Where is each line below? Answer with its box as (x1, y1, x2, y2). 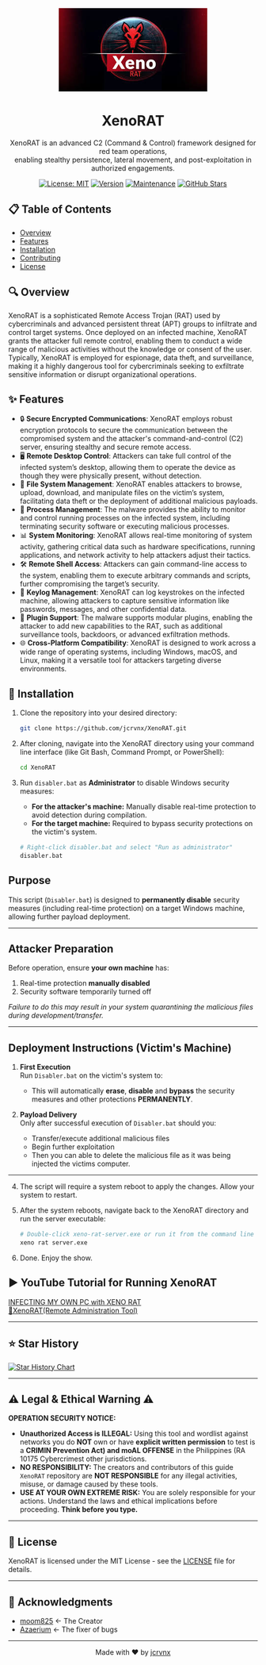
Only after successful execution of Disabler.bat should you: (19, 1118, 216, 1128)
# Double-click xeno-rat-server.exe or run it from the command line (19, 1230, 255, 1239)
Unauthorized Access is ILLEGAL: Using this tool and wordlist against (19, 1429, 249, 1439)
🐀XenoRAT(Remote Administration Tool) (8, 1305, 139, 1315)
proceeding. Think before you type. (19, 1505, 139, 1514)
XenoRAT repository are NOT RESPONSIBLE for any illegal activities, (19, 1471, 237, 1481)
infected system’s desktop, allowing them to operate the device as (19, 463, 236, 472)
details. (8, 1565, 32, 1575)
